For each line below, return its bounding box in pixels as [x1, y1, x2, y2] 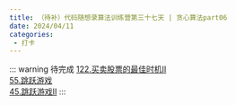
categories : [9, 30, 54, 39]
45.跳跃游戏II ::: [9, 86, 66, 97]
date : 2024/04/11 [9, 22, 74, 31]
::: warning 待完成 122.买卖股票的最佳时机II [9, 64, 167, 74]
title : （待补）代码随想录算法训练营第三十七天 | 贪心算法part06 [9, 13, 228, 22]
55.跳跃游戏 [9, 75, 53, 86]
